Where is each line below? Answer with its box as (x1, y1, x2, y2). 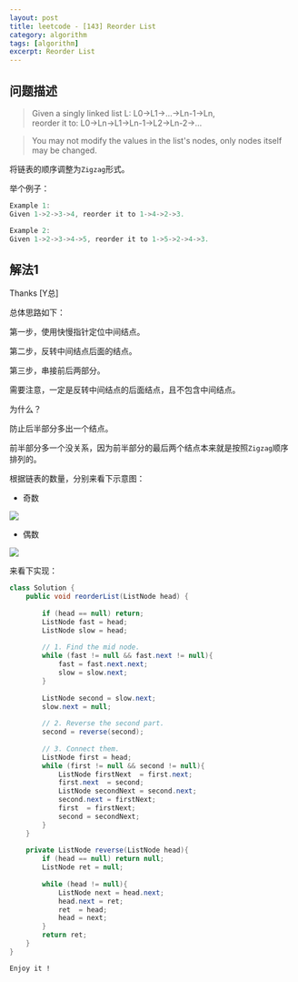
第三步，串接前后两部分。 (9, 365, 105, 376)
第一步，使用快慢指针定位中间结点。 (9, 327, 145, 338)
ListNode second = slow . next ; (42, 693, 156, 703)
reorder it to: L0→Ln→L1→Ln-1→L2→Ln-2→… (31, 117, 203, 128)
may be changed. (31, 145, 97, 156)
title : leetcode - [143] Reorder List (9, 22, 156, 31)
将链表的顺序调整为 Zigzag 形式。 (9, 163, 130, 174)
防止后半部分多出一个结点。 (9, 423, 114, 434)
